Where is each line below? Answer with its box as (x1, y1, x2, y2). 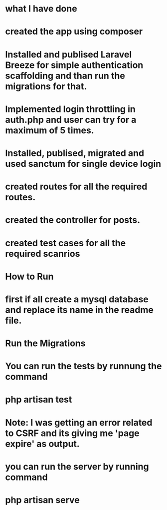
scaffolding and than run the (5, 70, 126, 81)
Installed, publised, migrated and (5, 147, 145, 159)
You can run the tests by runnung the (5, 361, 162, 372)
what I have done (5, 3, 77, 14)
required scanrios (5, 248, 80, 259)
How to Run (5, 271, 54, 282)
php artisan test (5, 394, 72, 405)
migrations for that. (5, 80, 87, 92)
